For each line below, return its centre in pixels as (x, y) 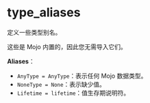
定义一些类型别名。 (34, 32)
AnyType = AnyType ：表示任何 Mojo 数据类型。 (82, 76)
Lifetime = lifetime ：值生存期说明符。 (73, 93)
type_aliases (44, 13)
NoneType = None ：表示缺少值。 (61, 84)
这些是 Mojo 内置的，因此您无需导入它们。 (67, 46)
